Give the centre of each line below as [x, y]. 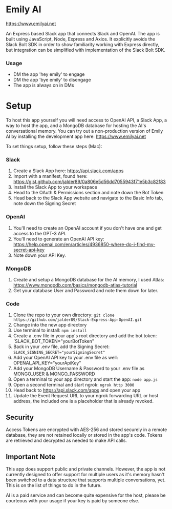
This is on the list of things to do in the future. [54, 485]
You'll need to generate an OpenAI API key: [59, 239]
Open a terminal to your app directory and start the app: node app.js [85, 379]
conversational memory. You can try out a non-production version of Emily [84, 131]
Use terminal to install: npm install [50, 330]
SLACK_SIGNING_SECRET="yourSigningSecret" [59, 353]
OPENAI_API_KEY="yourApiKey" [47, 363]
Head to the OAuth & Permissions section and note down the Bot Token [88, 193]
